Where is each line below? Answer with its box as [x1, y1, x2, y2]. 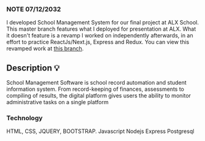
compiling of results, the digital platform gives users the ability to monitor [6, 92, 191, 99]
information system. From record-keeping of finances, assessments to [6, 85, 184, 93]
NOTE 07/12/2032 [6, 5, 61, 13]
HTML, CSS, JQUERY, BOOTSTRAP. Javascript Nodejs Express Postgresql [6, 128, 195, 135]
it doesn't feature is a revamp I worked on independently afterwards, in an [6, 32, 193, 39]
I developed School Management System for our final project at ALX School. [6, 19, 199, 26]
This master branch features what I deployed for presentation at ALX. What [6, 25, 196, 32]
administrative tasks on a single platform [6, 99, 109, 106]
